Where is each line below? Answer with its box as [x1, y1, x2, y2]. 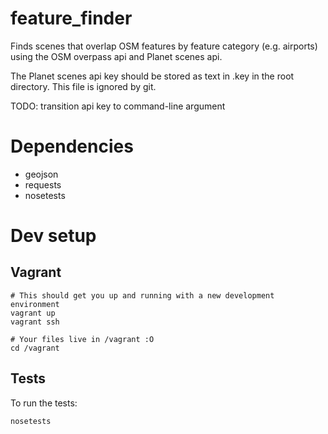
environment [10, 299, 60, 309]
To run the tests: [10, 397, 78, 409]
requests [24, 178, 62, 191]
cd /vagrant [10, 343, 60, 353]
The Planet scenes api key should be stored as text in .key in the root [10, 70, 295, 82]
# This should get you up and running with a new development [10, 290, 275, 301]
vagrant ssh [10, 317, 60, 327]
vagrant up [10, 308, 56, 318]
